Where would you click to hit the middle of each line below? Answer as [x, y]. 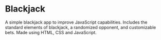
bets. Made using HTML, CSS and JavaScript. [51, 32]
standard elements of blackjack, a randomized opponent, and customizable [80, 27]
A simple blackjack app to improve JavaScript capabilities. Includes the [76, 22]
